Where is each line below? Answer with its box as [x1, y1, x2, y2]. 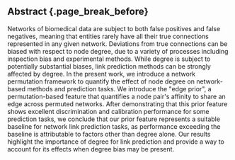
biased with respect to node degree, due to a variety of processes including [7, 47, 229, 55]
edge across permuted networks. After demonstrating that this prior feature [7, 99, 228, 108]
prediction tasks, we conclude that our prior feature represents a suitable [7, 115, 221, 123]
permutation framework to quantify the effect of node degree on [7, 77, 195, 86]
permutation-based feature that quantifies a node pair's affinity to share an [7, 92, 227, 101]
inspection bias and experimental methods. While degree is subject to [7, 55, 211, 63]
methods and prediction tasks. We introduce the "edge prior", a [27, 84, 212, 93]
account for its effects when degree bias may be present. [7, 144, 175, 153]
